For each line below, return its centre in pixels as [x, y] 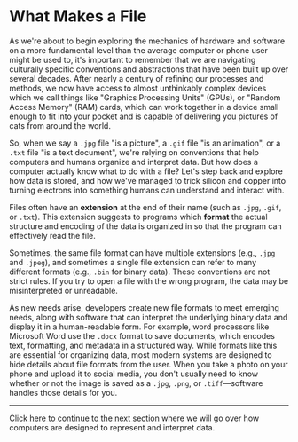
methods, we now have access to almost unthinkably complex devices [138, 88]
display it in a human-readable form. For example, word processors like [139, 327]
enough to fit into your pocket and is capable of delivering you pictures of [144, 116]
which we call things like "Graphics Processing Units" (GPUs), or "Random [145, 97]
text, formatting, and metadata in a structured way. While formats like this [143, 345]
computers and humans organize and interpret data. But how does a [134, 162]
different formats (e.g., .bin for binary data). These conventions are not [140, 272]
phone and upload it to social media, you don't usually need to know [134, 374]
